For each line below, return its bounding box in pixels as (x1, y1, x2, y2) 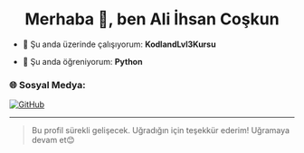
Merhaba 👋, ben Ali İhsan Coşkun (24, 9, 280, 30)
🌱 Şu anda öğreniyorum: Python (22, 56, 143, 67)
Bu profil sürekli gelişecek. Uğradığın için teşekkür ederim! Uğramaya (31, 125, 290, 136)
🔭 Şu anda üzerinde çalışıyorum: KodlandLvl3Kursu (22, 39, 216, 49)
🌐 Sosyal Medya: (9, 78, 86, 91)
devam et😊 (31, 135, 75, 146)
